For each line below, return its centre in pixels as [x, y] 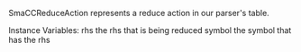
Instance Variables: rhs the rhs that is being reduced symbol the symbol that [150, 30]
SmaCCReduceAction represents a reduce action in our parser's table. [139, 13]
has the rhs [29, 40]
